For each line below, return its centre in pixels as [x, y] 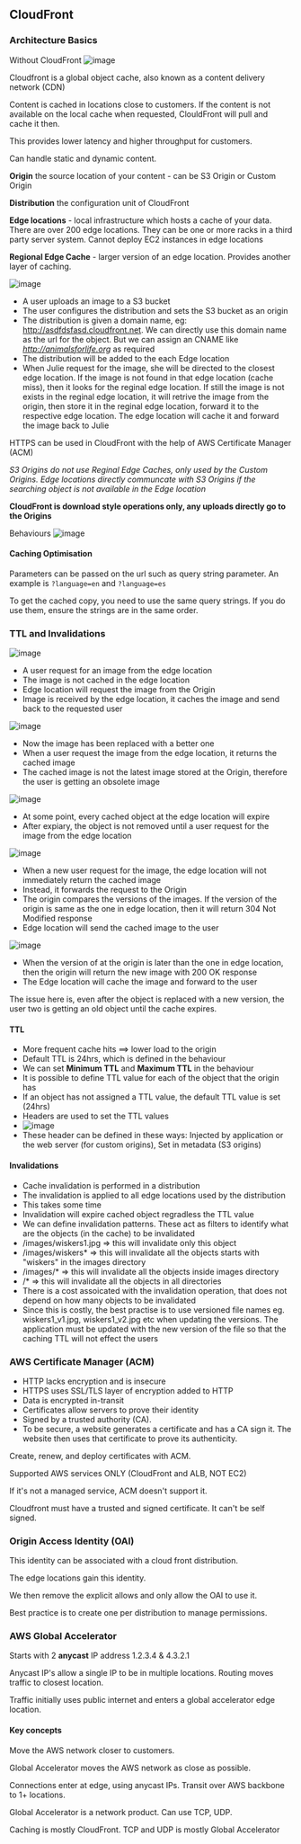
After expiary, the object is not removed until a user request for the [146, 826]
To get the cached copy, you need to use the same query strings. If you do [147, 601]
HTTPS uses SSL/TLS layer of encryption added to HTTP [128, 1390]
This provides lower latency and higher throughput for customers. [131, 141]
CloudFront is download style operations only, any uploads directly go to [147, 506]
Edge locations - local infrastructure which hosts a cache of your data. [141, 220]
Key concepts [36, 1731]
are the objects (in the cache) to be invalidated [108, 1233]
